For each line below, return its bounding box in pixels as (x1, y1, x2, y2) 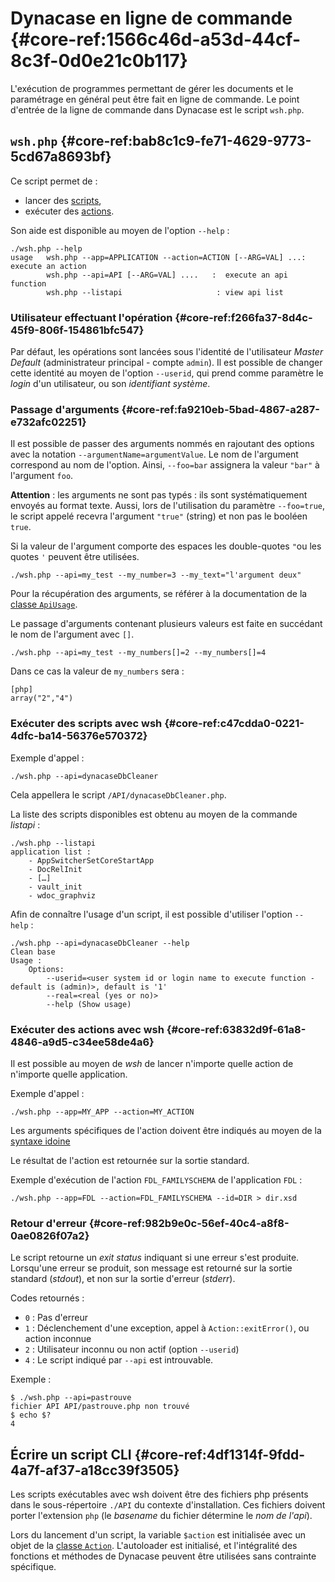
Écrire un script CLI (10, 1446, 132, 1463)
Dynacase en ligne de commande (10, 7, 293, 30)
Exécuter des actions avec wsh (10, 1022, 165, 1036)
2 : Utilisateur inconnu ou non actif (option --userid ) (24, 1343, 240, 1356)
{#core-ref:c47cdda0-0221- (164, 717, 305, 731)
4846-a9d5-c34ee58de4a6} (10, 1035, 155, 1049)
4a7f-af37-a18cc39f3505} (10, 1462, 180, 1479)
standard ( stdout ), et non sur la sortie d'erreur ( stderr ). (10, 1273, 236, 1285)
